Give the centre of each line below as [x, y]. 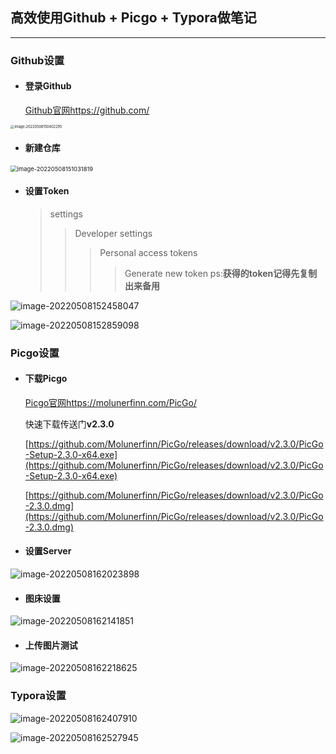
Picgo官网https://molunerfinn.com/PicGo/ [110, 402]
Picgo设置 [35, 353]
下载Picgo [46, 379]
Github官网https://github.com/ [87, 110]
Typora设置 [38, 696]
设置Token [47, 191]
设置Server [48, 551]
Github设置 [37, 60]
